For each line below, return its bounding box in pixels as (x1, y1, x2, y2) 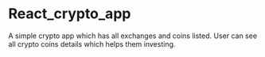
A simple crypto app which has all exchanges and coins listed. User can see (8, 31, 257, 40)
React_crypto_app (8, 5, 131, 23)
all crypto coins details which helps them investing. (8, 39, 176, 48)
